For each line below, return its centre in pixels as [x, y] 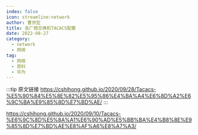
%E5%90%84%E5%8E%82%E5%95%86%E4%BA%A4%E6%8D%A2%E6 [99, 96]
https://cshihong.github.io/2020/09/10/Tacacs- [64, 114]
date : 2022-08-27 [27, 34]
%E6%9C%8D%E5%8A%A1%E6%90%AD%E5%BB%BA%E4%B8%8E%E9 [99, 120]
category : [18, 39]
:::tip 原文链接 [23, 90]
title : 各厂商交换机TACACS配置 [41, 28]
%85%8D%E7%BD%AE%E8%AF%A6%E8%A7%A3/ [71, 126]
